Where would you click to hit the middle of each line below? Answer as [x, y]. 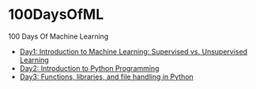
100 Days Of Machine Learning [58, 36]
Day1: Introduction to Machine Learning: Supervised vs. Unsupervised [133, 51]
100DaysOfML [56, 15]
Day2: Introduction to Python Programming [89, 68]
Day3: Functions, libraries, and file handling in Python [106, 76]
